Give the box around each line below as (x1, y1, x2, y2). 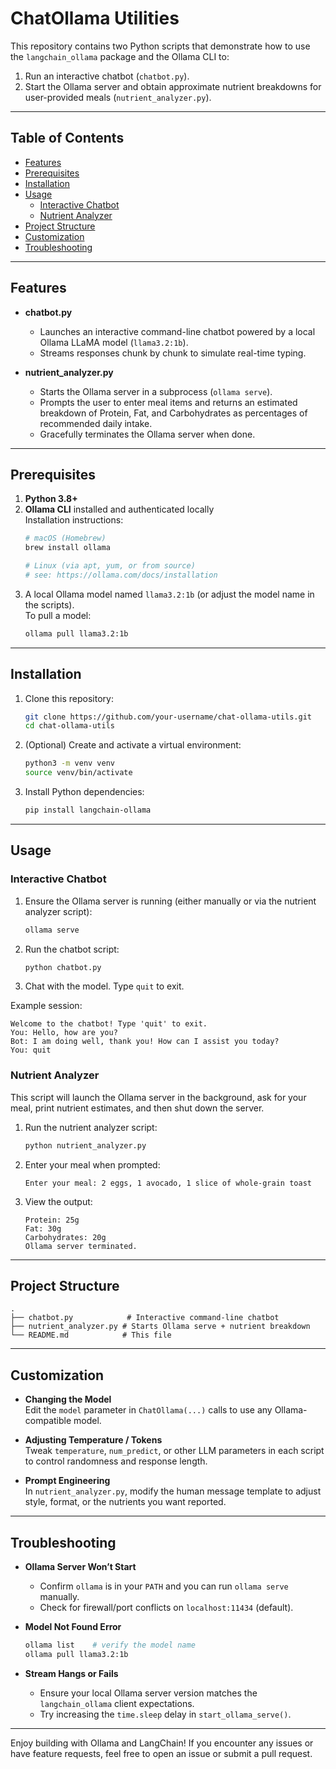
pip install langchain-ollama (24, 805, 152, 816)
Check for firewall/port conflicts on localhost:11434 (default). (39, 1601, 294, 1613)
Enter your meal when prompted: (24, 1158, 161, 1171)
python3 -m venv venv (24, 758, 116, 769)
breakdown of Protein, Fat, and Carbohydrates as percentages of (39, 407, 308, 419)
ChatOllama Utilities (10, 7, 180, 30)
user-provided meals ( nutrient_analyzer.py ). (24, 91, 212, 103)
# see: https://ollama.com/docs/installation (24, 570, 218, 580)
